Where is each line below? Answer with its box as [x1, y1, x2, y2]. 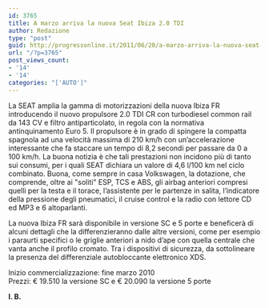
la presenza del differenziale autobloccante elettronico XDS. [8, 252, 207, 262]
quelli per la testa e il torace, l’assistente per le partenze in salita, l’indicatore [8, 186, 260, 195]
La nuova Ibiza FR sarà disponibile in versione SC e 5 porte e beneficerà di [8, 218, 254, 228]
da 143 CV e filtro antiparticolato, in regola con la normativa [8, 118, 204, 127]
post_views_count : [8, 57, 70, 65]
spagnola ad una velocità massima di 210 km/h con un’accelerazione [8, 134, 235, 144]
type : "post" [8, 34, 52, 42]
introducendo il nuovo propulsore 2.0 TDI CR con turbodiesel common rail [8, 109, 252, 118]
